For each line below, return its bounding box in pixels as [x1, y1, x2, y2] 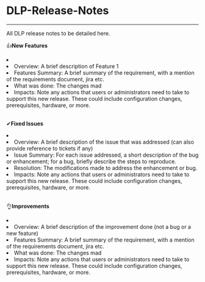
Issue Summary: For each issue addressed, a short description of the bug [14, 151, 199, 158]
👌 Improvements [6, 202, 50, 210]
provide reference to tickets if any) [6, 144, 93, 152]
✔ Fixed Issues [6, 120, 44, 127]
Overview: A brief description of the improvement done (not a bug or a [14, 223, 191, 230]
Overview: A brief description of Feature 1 [14, 62, 119, 70]
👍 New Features [6, 42, 48, 49]
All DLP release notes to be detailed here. [6, 29, 110, 37]
